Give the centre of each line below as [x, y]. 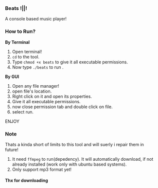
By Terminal [18, 42]
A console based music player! [36, 19]
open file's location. [32, 91]
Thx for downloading [27, 181]
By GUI [12, 76]
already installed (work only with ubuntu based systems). [69, 164]
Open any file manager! [35, 86]
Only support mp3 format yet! [42, 169]
